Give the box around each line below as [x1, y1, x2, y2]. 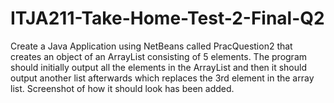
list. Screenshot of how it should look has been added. [10, 82, 235, 94]
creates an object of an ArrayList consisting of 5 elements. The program [10, 50, 308, 62]
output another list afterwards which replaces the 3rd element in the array [10, 72, 315, 84]
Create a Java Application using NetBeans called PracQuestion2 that [10, 40, 293, 52]
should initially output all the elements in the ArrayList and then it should [10, 61, 307, 73]
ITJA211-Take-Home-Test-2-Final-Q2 [10, 7, 325, 30]
